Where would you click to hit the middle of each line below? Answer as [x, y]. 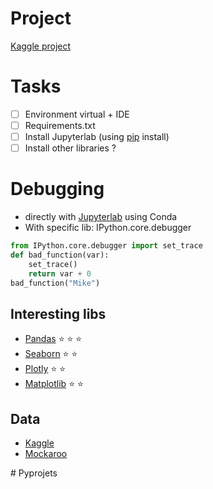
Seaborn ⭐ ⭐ [51, 354]
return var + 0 [60, 273]
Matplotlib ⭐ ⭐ [54, 384]
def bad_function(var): [60, 255]
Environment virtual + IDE [77, 114]
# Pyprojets [34, 473]
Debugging [57, 189]
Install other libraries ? [70, 148]
